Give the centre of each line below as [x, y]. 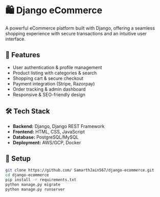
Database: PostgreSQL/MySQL [45, 137]
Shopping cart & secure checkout [48, 78]
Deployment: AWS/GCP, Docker [47, 142]
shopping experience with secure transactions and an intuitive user [76, 33]
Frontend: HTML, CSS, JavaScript [49, 132]
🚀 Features [23, 55]
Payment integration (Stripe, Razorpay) [54, 83]
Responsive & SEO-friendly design [49, 94]
